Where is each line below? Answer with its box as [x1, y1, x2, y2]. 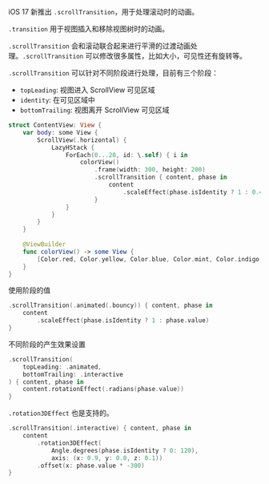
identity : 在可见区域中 [19, 95, 96, 104]
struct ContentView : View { [8, 121, 102, 129]
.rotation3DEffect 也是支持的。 [8, 408, 114, 418]
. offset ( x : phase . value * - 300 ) [37, 462, 146, 470]
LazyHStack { [50, 143, 94, 151]
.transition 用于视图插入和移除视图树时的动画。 [8, 24, 170, 34]
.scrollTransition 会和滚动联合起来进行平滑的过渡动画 [8, 41, 191, 50]
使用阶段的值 [8, 285, 50, 295]
